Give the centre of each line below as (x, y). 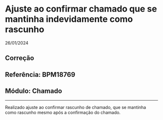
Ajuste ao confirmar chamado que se (81, 9)
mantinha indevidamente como (69, 19)
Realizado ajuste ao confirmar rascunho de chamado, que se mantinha (76, 107)
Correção (20, 58)
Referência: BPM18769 (40, 74)
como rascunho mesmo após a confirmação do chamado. (63, 112)
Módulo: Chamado (33, 91)
